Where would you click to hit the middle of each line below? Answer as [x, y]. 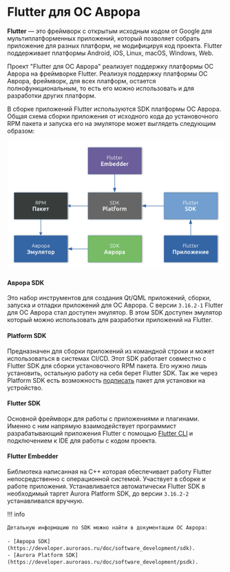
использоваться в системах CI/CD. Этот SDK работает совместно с [107, 358]
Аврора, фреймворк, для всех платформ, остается [82, 81]
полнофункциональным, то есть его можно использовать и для [101, 88]
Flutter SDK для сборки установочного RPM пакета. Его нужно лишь [107, 366]
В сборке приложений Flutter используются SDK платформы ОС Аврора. [114, 109]
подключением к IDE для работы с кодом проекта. [82, 441]
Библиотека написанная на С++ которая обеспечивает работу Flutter [109, 472]
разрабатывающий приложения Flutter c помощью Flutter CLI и [100, 433]
